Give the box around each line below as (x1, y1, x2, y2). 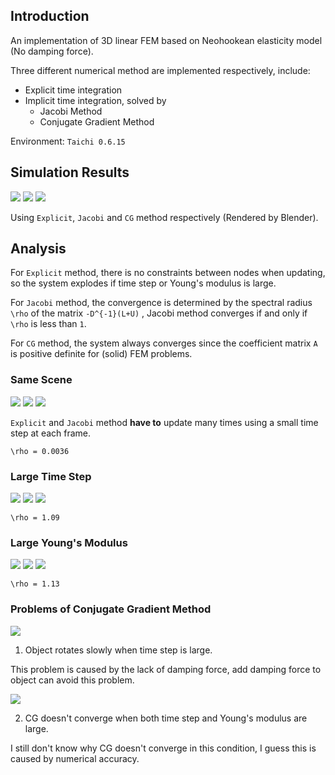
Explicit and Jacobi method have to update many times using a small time (10, 416, 319, 428)
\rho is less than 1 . (10, 318, 87, 330)
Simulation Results (10, 164, 130, 181)
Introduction (10, 8, 90, 25)
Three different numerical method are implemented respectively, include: (10, 64, 311, 76)
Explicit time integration (24, 84, 123, 96)
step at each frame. (10, 427, 92, 439)
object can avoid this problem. (10, 674, 135, 686)
